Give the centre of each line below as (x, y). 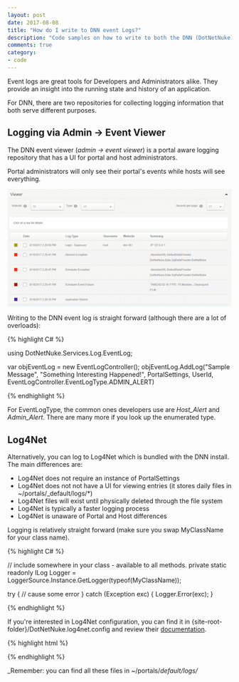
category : (22, 53)
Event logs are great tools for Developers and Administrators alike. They (113, 81)
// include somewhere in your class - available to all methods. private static (117, 565)
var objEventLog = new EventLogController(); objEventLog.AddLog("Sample (119, 367)
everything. (24, 179)
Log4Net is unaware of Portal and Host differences (92, 516)
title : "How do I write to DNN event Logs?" (74, 30)
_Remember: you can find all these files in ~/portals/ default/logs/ (102, 671)
